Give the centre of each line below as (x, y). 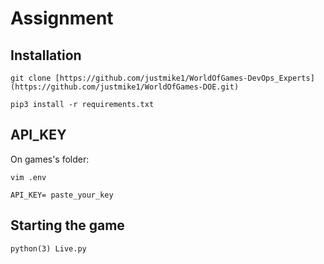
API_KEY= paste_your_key (62, 195)
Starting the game (67, 225)
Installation (46, 55)
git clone (31, 78)
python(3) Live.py (48, 248)
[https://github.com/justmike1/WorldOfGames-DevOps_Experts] (184, 78)
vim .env (28, 177)
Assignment (62, 18)
